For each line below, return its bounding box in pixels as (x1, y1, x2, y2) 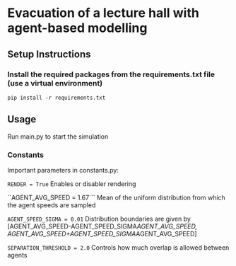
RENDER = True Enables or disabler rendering (7, 179, 136, 188)
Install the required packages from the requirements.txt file (7, 69, 216, 79)
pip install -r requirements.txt (7, 94, 106, 101)
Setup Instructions (7, 48, 91, 60)
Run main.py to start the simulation (7, 132, 109, 141)
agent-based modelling (7, 20, 148, 36)
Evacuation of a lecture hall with (7, 5, 199, 21)
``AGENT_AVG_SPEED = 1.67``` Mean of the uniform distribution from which (7, 193, 226, 202)
